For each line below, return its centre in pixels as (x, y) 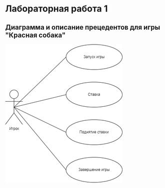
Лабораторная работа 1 (56, 9)
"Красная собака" (35, 35)
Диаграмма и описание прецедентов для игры (83, 27)
